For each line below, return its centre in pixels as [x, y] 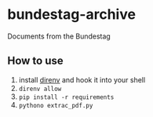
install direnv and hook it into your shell [82, 79]
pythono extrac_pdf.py [56, 105]
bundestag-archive [72, 15]
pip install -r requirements [66, 97]
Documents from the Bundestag [59, 36]
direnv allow [40, 89]
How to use [35, 61]
